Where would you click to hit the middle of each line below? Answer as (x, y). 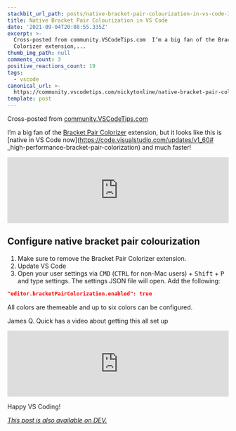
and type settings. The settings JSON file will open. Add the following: (119, 281)
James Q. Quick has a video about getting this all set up (88, 321)
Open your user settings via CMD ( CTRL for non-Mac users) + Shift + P (121, 273)
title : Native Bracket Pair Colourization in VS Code (88, 20)
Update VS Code (42, 266)
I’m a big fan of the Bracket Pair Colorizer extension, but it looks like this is (115, 132)
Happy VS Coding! (34, 406)
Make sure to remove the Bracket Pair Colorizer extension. (102, 258)
